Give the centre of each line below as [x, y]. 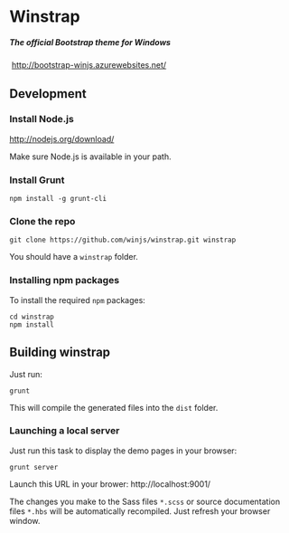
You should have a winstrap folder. [74, 257]
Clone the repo [42, 222]
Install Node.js [42, 119]
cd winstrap [32, 317]
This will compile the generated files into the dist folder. [114, 407]
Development [48, 94]
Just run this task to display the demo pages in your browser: [123, 451]
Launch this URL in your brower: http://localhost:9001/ [110, 484]
